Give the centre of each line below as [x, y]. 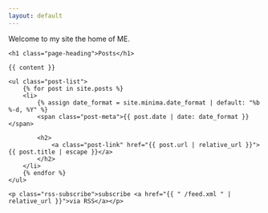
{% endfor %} [45, 173]
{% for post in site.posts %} [73, 88]
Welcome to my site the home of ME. [69, 39]
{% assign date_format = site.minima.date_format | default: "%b [149, 102]
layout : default [35, 16]
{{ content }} [32, 68]
